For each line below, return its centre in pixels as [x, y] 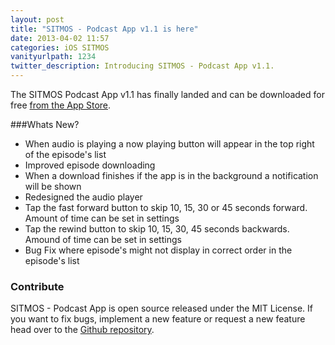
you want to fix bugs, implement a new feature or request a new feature [158, 319]
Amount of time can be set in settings [102, 218]
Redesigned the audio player [83, 197]
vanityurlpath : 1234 [53, 57]
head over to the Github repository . [82, 330]
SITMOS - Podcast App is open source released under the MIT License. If [162, 308]
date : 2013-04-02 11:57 [60, 38]
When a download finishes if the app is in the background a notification [171, 175]
